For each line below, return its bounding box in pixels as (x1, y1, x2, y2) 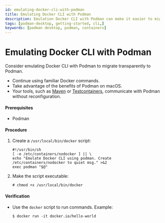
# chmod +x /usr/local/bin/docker (12, 183, 83, 188)
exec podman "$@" (12, 164, 48, 170)
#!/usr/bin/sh (12, 147, 41, 153)
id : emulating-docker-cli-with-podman (5, 7, 84, 12)
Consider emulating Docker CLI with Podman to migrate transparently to (5, 63, 151, 69)
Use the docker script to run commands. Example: (12, 204, 113, 210)
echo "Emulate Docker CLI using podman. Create (12, 156, 111, 161)
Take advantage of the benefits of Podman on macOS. (12, 83, 122, 89)
